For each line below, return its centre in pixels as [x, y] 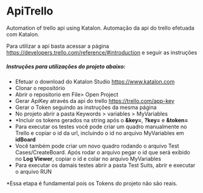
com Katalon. [23, 34]
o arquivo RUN [33, 171]
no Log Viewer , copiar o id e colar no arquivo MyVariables [88, 159]
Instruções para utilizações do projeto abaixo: [66, 66]
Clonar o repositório [40, 88]
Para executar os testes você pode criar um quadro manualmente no [101, 126]
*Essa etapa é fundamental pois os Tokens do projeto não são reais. [92, 183]
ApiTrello [30, 11]
